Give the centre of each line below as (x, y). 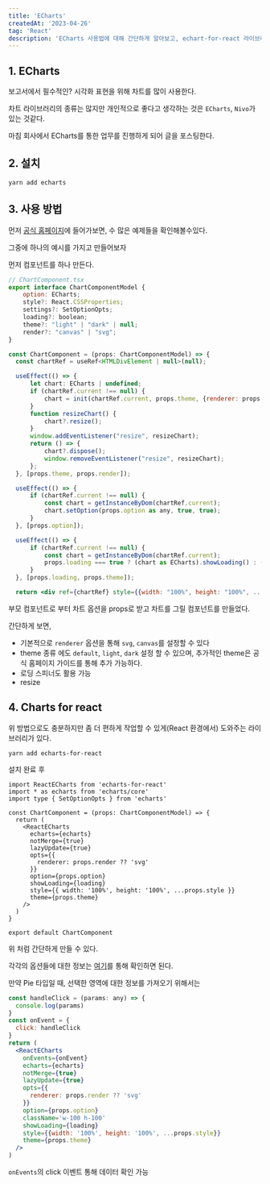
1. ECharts (34, 71)
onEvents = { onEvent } (55, 1058)
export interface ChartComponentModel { (77, 287)
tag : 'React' (30, 31)
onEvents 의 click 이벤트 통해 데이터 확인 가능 (78, 1172)
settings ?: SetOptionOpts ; (68, 310)
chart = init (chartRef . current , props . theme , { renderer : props (152, 399)
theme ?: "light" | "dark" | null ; (80, 324)
